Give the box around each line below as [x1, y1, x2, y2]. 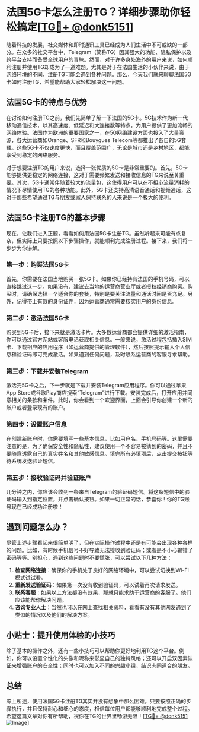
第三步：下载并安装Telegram [6, 367, 89, 376]
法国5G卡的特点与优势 [6, 97, 87, 108]
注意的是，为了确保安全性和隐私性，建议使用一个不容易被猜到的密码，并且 [6, 442, 188, 449]
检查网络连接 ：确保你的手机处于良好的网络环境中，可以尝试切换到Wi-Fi [14, 566, 190, 573]
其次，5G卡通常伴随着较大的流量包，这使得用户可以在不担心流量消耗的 [16, 179, 190, 186]
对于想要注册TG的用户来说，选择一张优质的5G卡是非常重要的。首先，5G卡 [6, 164, 188, 171]
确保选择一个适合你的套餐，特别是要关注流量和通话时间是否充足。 [26, 290, 188, 297]
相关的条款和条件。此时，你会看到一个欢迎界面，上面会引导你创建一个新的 [11, 396, 193, 404]
